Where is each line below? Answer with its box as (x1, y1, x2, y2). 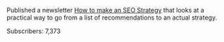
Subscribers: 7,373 (6, 27, 61, 35)
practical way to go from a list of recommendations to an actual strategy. (6, 13, 218, 22)
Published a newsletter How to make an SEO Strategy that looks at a (6, 6, 205, 14)
